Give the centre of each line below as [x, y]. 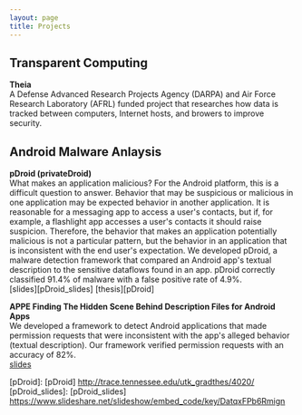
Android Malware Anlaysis [85, 152]
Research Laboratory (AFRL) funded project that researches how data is [144, 104]
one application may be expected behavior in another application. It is [140, 203]
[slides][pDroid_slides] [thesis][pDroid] [82, 289]
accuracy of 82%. [43, 355]
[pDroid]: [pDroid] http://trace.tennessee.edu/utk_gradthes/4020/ [132, 382]
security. [26, 123]
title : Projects [40, 26]
